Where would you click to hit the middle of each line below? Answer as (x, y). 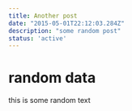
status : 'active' (38, 38)
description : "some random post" (65, 31)
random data (52, 78)
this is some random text (49, 101)
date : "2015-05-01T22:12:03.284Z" (67, 23)
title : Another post (43, 16)
